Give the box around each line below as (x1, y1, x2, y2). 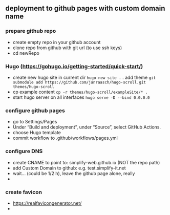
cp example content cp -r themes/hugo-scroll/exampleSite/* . (12, 89, 148, 95)
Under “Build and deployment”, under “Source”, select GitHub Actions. (12, 124, 161, 130)
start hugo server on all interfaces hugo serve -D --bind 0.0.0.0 (12, 94, 150, 100)
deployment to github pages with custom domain (5, 4, 165, 13)
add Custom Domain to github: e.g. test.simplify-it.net (12, 165, 126, 171)
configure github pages (5, 107, 65, 114)
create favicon (5, 188, 42, 196)
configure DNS (5, 148, 43, 155)
